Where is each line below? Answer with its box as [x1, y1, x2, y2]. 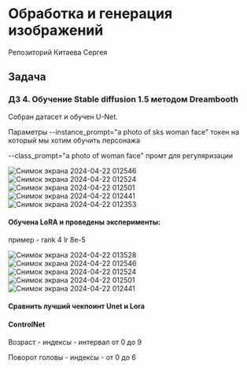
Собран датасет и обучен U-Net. [8, 112, 118, 121]
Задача [8, 70, 46, 83]
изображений [8, 21, 104, 39]
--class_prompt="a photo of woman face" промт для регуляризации [8, 150, 234, 160]
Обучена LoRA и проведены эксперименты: [8, 217, 161, 227]
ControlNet [8, 320, 46, 329]
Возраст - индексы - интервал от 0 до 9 [8, 337, 142, 346]
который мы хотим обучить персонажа [8, 135, 141, 145]
